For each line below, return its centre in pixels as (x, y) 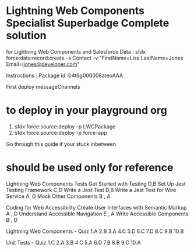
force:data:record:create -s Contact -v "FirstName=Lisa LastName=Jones (95, 58)
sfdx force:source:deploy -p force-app (61, 133)
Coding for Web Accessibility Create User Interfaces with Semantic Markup (97, 207)
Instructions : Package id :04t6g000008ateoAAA (65, 75)
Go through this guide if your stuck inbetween (61, 144)
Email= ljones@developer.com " (43, 64)
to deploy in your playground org (87, 111)
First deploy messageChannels (43, 86)
